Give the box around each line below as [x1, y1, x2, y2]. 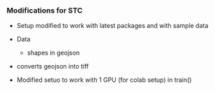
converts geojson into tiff [16, 62, 89, 71]
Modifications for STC [6, 6, 83, 15]
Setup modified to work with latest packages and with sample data [16, 22, 209, 30]
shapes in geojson [27, 48, 80, 57]
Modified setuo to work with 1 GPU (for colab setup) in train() [16, 76, 192, 84]
